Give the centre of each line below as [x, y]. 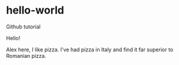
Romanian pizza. [26, 56]
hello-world [35, 10]
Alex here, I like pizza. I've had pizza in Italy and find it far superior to [90, 49]
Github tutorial [24, 27]
